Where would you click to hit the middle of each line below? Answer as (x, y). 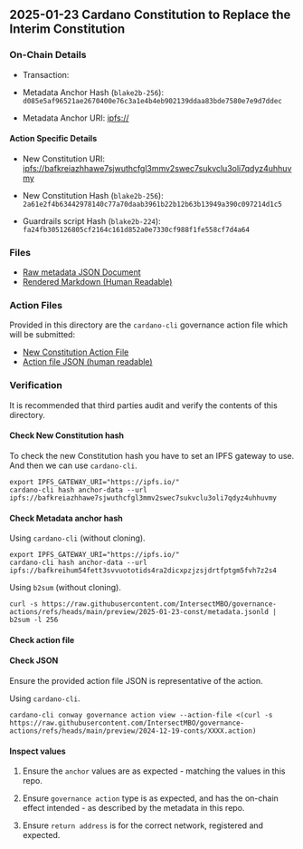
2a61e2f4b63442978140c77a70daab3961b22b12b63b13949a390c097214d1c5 (152, 204)
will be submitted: (42, 335)
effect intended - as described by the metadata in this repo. (133, 808)
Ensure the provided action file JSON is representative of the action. (137, 680)
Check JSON (34, 660)
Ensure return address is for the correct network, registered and (143, 825)
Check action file (42, 639)
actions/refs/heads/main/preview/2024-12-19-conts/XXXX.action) (133, 731)
